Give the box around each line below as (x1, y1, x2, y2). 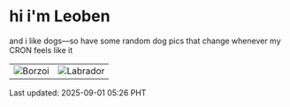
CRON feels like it (9, 44, 73, 55)
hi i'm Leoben (9, 6, 111, 27)
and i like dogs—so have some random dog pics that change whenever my (9, 35, 281, 46)
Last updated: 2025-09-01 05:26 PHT (9, 87, 147, 98)
